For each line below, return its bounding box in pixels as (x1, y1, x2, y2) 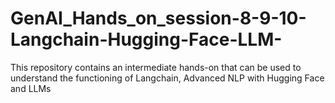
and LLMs (10, 82, 52, 94)
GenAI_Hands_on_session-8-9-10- (10, 7, 307, 30)
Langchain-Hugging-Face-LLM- (10, 28, 283, 51)
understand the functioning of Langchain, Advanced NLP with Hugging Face (10, 72, 325, 84)
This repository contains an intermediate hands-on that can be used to (10, 61, 302, 73)
